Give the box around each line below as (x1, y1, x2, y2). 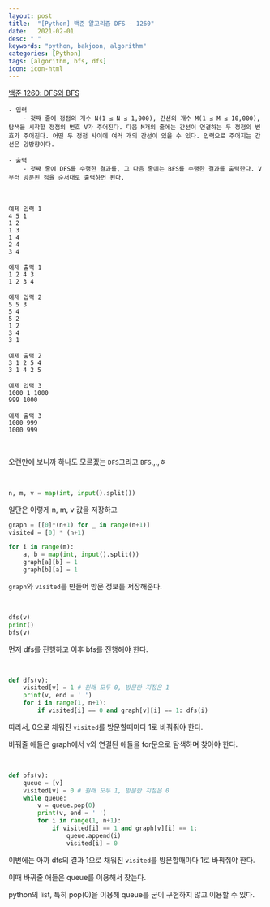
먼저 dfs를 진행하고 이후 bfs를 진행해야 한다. (8, 644, 148, 654)
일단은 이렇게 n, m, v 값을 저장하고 (8, 505, 118, 514)
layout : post (8, 11, 53, 20)
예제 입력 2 (8, 293, 42, 302)
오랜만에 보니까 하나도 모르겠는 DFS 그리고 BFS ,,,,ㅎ (8, 457, 166, 467)
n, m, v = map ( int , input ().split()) (8, 488, 136, 497)
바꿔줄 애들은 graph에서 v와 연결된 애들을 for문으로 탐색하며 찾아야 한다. (8, 739, 238, 749)
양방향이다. (23, 140, 55, 149)
